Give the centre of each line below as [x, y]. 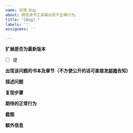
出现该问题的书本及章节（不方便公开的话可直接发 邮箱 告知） [68, 71]
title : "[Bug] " [23, 20]
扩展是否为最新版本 [26, 49]
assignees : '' [20, 29]
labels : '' [17, 24]
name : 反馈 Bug [21, 10]
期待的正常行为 [21, 104]
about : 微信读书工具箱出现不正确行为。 [42, 15]
